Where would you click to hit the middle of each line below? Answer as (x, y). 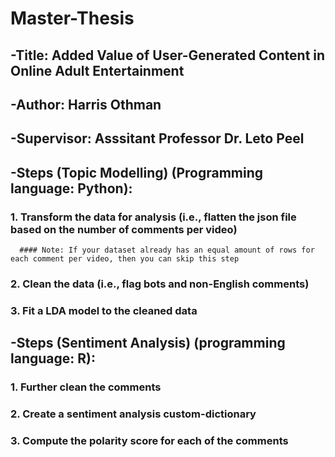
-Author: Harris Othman (86, 104)
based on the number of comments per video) (124, 229)
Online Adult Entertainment (97, 70)
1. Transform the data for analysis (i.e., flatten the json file (153, 217)
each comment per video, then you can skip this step (125, 259)
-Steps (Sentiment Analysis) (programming (148, 343)
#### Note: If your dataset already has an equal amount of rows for (167, 250)
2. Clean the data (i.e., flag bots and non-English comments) (160, 284)
